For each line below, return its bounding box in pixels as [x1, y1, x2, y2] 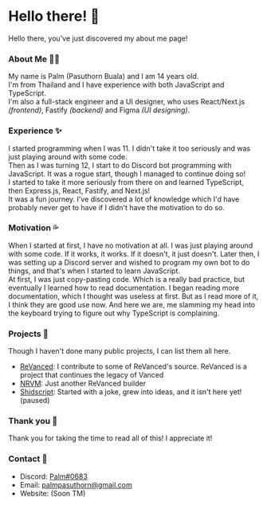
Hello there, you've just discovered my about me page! [8, 33, 188, 43]
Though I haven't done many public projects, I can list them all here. [8, 346, 231, 356]
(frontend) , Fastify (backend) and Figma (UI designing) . [8, 105, 190, 115]
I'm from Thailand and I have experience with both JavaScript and [8, 80, 225, 90]
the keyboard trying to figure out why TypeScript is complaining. [8, 308, 220, 318]
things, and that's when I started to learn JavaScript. [8, 266, 181, 276]
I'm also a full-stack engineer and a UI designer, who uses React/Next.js [8, 97, 245, 107]
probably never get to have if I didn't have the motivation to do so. [8, 202, 225, 212]
